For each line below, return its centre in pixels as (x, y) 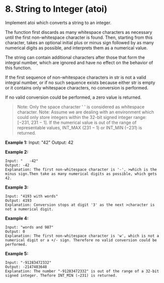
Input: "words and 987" (29, 227)
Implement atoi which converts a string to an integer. (58, 23)
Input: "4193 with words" (31, 196)
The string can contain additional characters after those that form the (75, 57)
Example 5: (17, 254)
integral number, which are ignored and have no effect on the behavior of (79, 62)
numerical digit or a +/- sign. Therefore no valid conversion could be (81, 240)
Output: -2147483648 (26, 267)
